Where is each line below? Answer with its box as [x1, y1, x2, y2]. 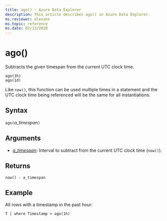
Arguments [5, 134, 41, 143]
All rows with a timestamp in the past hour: [5, 202, 93, 208]
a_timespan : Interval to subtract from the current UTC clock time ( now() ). [12, 147, 162, 153]
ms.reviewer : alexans [5, 16, 50, 21]
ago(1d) [5, 78, 21, 83]
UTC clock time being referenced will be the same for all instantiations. [5, 92, 151, 98]
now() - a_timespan [5, 175, 46, 180]
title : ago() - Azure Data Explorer [5, 7, 81, 12]
